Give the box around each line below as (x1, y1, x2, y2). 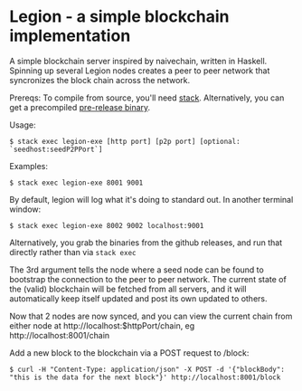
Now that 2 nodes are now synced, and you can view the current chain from (9, 310, 293, 321)
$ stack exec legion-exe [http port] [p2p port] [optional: (9, 137, 241, 146)
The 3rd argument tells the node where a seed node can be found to (9, 264, 264, 275)
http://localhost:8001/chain (9, 329, 110, 340)
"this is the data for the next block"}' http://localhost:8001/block (9, 373, 281, 382)
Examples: (9, 160, 48, 171)
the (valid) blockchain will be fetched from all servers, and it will (9, 283, 247, 294)
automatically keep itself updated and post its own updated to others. (9, 292, 268, 304)
